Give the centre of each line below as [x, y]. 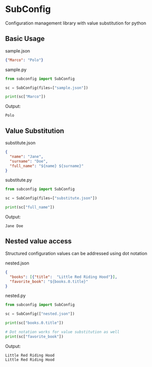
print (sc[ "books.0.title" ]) [34, 323]
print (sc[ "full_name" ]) [30, 207]
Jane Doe [14, 226]
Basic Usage [25, 39]
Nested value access [38, 241]
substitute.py [19, 180]
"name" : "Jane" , [26, 156]
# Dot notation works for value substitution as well [62, 332]
